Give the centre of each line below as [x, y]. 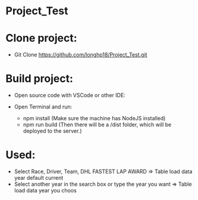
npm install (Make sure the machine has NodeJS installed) [94, 118]
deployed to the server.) [52, 131]
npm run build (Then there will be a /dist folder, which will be [97, 125]
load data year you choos [45, 190]
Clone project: [42, 38]
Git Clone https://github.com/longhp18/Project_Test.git [81, 55]
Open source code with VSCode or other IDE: [70, 95]
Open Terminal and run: [43, 107]
